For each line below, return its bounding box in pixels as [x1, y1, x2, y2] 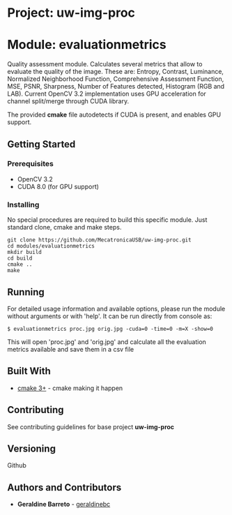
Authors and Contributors [7, 482, 122, 493]
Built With [7, 365, 51, 378]
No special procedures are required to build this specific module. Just [7, 216, 208, 224]
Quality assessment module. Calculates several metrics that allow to [7, 60, 203, 68]
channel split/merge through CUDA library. [7, 97, 130, 105]
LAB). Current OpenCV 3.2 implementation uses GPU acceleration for [7, 89, 207, 98]
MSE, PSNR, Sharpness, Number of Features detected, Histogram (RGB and [7, 82, 225, 91]
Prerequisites [7, 159, 54, 169]
